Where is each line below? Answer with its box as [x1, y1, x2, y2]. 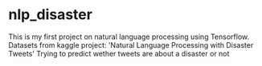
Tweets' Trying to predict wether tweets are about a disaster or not [8, 49, 230, 58]
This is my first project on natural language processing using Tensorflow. [8, 32, 250, 41]
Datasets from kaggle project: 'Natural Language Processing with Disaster [8, 40, 254, 49]
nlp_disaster [8, 6, 92, 24]
